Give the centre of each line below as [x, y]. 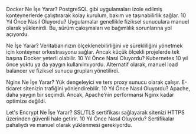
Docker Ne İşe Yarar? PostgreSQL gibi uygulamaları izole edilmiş [84, 9]
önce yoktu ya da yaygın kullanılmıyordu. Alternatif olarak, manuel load [92, 64]
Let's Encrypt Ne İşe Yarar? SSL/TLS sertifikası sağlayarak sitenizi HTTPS [95, 112]
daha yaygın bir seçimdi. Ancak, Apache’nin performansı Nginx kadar [90, 95]
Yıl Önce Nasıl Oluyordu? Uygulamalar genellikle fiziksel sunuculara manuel [98, 22]
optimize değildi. [26, 101]
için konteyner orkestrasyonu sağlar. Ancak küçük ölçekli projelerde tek [93, 52]
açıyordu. [18, 34]
